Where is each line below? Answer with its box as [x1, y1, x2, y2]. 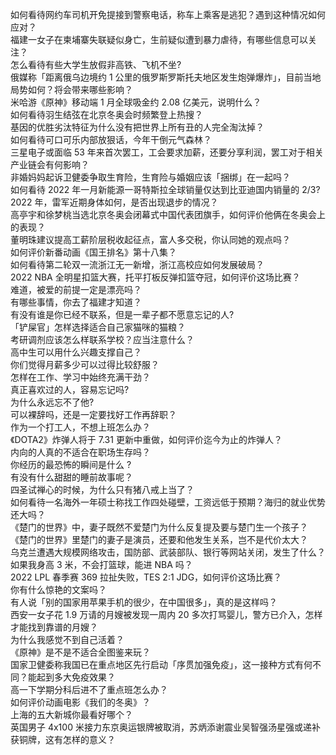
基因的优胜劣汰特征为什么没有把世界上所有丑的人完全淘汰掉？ [10, 121, 265, 133]
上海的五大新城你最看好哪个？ [10, 709, 133, 720]
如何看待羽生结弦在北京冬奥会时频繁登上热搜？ [10, 109, 203, 120]
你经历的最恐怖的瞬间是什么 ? [10, 459, 132, 470]
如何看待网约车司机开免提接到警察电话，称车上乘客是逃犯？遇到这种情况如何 [10, 9, 326, 20]
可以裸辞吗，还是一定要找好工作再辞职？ [10, 409, 177, 420]
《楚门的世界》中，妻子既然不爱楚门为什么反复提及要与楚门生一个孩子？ [10, 521, 308, 533]
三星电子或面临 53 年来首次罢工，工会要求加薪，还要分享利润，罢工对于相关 [10, 146, 324, 158]
